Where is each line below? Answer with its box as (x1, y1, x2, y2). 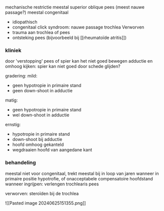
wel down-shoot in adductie (12, 112, 70, 118)
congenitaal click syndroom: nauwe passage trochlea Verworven (12, 24, 145, 30)
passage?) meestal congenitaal (5, 9, 69, 15)
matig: (5, 97, 18, 103)
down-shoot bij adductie (12, 137, 63, 142)
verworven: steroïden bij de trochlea (5, 190, 79, 196)
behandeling (5, 159, 36, 166)
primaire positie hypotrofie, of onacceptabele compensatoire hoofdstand (5, 176, 153, 181)
